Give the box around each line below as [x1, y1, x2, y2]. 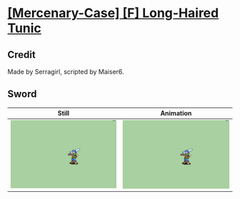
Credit [7, 49, 36, 61]
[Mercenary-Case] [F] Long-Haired [7, 5, 219, 21]
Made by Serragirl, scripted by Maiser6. [7, 68, 124, 76]
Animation [160, 109, 192, 118]
